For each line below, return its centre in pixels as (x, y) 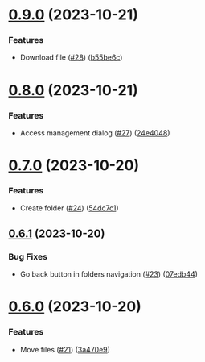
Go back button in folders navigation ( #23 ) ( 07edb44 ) (109, 274)
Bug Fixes (28, 256)
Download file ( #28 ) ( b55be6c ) (71, 57)
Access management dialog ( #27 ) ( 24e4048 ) (95, 133)
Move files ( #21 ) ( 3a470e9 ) (65, 349)
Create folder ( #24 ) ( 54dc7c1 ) (69, 208)
